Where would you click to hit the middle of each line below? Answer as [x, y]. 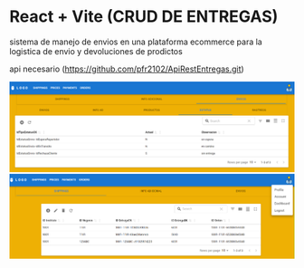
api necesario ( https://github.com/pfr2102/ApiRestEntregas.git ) [127, 69]
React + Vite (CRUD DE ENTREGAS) [144, 17]
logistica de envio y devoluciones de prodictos [96, 51]
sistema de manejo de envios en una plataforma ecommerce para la [136, 42]
